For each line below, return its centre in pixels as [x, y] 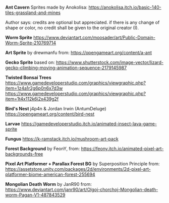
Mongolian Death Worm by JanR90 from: [48, 184]
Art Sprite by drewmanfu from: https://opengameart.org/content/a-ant [79, 53]
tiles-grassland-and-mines [33, 13]
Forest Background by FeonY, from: [43, 149]
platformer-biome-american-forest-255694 [50, 174]
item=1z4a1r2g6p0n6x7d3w [34, 88]
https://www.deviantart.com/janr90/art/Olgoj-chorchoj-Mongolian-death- [82, 189]
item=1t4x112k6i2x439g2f [32, 99]
